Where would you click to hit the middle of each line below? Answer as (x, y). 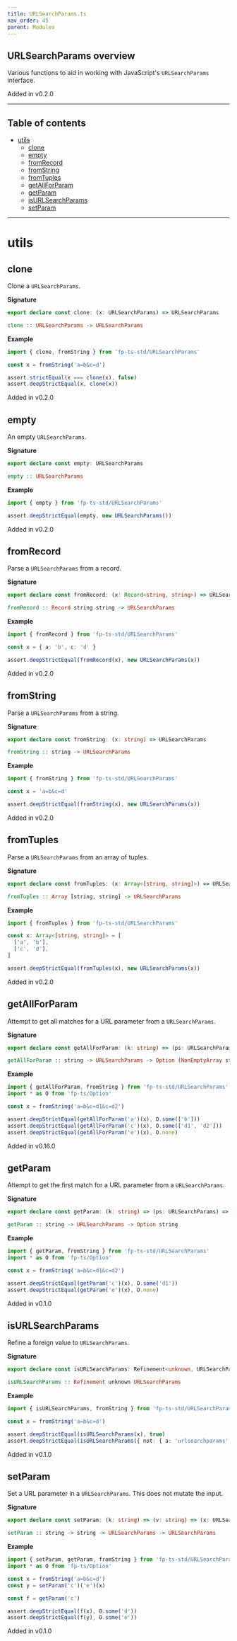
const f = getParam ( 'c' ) (44, 1598)
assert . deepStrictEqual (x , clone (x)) (63, 384)
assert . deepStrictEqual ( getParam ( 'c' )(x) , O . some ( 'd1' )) (93, 1283)
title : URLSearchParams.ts (47, 14)
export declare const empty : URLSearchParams (75, 464)
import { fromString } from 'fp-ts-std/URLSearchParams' (93, 779)
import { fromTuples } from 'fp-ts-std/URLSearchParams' (93, 923)
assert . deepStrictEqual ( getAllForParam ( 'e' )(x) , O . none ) (93, 1132)
